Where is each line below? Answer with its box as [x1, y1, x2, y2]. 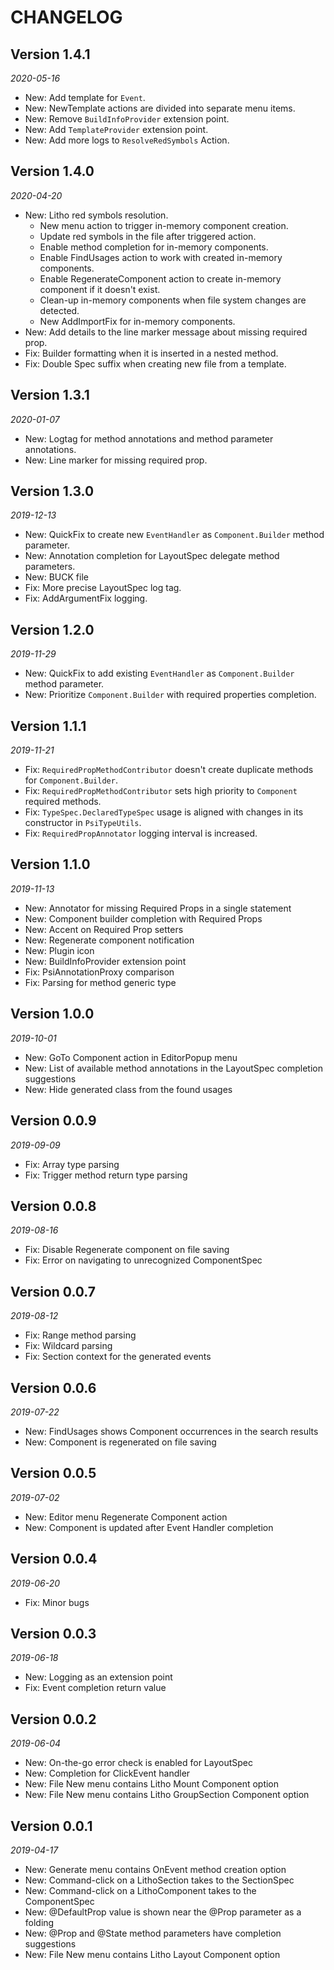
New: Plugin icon [24, 944, 95, 956]
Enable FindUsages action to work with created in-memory [39, 251, 283, 263]
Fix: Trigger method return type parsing [24, 1169, 188, 1181]
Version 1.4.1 [10, 46, 91, 63]
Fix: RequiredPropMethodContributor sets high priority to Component [24, 785, 298, 797]
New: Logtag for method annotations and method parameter [24, 432, 274, 445]
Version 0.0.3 [10, 1625, 97, 1642]
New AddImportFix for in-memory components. [39, 315, 236, 327]
